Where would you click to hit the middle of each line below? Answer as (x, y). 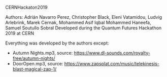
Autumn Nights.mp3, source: (43, 53)
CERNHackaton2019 (26, 7)
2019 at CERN (20, 33)
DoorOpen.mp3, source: (38, 64)
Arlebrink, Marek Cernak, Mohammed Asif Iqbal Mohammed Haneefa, (78, 23)
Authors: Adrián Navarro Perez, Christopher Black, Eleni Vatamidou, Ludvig (84, 17)
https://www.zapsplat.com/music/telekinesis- (112, 64)
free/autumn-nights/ (34, 58)
